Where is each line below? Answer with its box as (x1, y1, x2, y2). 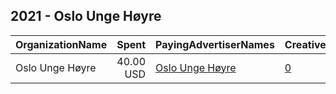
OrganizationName (15, 37, 108, 51)
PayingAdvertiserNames (155, 37, 275, 51)
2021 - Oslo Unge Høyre (10, 8, 162, 25)
